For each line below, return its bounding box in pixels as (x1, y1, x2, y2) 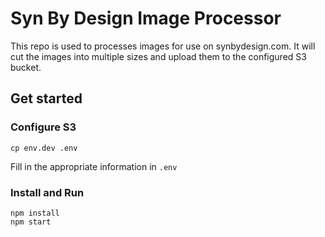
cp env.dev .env (10, 143, 78, 153)
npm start (10, 217, 52, 227)
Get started (10, 90, 83, 107)
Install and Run (10, 185, 85, 199)
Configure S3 (10, 120, 77, 134)
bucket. (10, 61, 42, 73)
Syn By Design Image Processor (10, 7, 282, 30)
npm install (10, 208, 60, 218)
